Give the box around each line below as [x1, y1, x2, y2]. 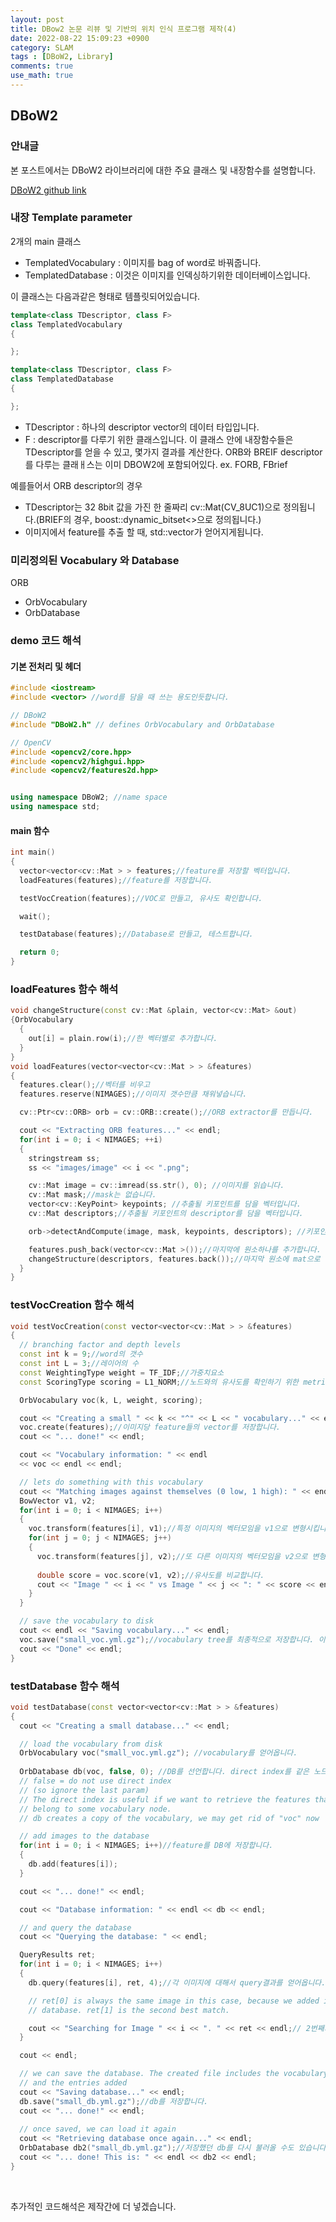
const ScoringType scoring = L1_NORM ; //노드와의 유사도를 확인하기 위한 [19, 1377, 300, 1387]
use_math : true [10, 71, 74, 81]
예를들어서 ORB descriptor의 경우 [10, 479, 143, 491]
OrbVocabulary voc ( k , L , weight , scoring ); [19, 1395, 203, 1405]
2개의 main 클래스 [10, 235, 82, 247]
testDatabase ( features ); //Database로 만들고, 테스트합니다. [19, 929, 254, 940]
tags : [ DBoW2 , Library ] [10, 52, 114, 62]
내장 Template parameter [10, 211, 133, 225]
